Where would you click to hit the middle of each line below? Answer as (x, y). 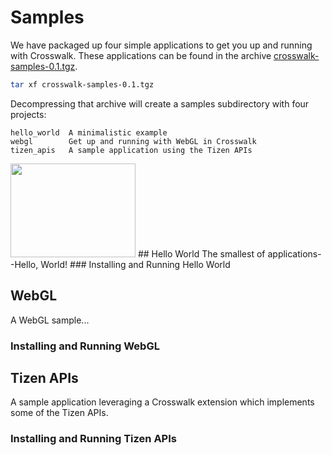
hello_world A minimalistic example (89, 132)
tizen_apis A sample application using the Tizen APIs (131, 150)
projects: (28, 114)
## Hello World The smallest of (201, 253)
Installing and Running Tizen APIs (93, 439)
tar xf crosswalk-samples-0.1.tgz (82, 84)
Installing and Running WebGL (85, 346)
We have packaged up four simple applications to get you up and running (161, 45)
